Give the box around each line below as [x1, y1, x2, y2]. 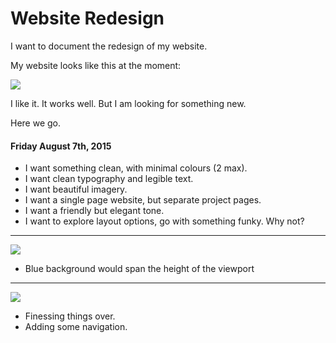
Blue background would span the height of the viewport [24, 263, 255, 275]
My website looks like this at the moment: [10, 59, 182, 71]
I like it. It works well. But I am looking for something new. [10, 97, 247, 109]
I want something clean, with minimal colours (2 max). [24, 162, 248, 174]
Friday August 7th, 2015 [10, 140, 112, 152]
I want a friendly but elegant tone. [24, 205, 165, 217]
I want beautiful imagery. [24, 183, 128, 196]
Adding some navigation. [24, 321, 128, 333]
